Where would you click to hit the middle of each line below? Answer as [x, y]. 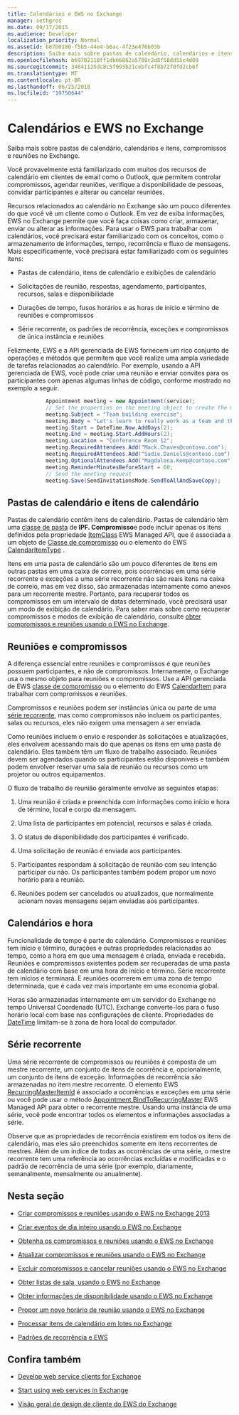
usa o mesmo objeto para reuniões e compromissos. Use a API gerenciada [117, 679]
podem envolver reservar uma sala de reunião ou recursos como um [108, 767]
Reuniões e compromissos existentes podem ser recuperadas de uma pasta [119, 963]
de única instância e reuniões [61, 337]
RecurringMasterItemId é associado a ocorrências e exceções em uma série [119, 1091]
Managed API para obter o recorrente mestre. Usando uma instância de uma [119, 1107]
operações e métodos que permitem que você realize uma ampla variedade [118, 358]
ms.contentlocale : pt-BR [44, 80]
